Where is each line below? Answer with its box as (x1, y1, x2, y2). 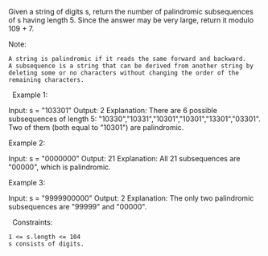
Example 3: (8, 178, 46, 187)
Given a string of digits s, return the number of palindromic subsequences (8, 7, 254, 16)
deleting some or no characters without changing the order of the (8, 69, 240, 77)
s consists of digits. (8, 240, 85, 248)
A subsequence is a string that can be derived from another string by (8, 62, 254, 70)
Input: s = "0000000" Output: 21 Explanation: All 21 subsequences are (8, 154, 241, 163)
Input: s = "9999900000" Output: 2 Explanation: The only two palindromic (8, 193, 254, 203)
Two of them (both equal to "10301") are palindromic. (8, 123, 184, 132)
